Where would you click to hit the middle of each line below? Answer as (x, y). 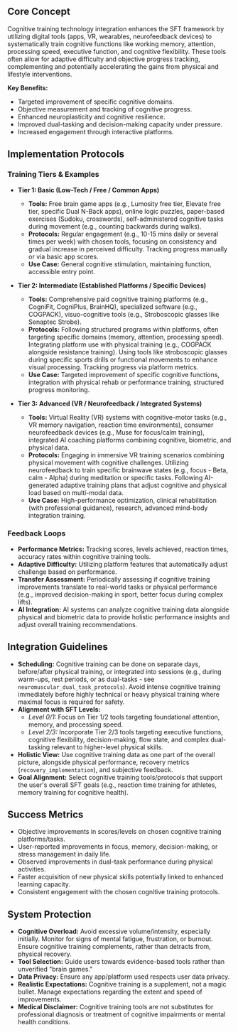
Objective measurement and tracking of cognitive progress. (105, 109)
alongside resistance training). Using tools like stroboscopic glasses (128, 352)
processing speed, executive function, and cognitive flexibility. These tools (117, 51)
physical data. (49, 447)
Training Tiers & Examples (53, 175)
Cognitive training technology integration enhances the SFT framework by (116, 28)
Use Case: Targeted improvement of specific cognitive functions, (124, 374)
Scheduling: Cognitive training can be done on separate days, (109, 664)
